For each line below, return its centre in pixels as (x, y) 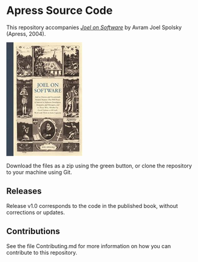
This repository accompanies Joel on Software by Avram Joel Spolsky (94, 27)
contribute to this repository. (42, 252)
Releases (24, 191)
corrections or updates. (36, 212)
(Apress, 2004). (26, 33)
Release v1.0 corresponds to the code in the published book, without (92, 206)
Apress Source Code (60, 11)
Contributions (33, 231)
